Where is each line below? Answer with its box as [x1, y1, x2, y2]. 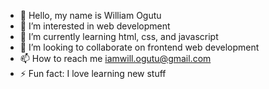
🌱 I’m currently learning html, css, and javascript [19, 31, 219, 42]
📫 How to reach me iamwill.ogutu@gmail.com [19, 53, 212, 64]
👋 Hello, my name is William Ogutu [19, 10, 162, 21]
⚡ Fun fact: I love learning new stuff [19, 68, 167, 79]
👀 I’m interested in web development [19, 20, 171, 32]
